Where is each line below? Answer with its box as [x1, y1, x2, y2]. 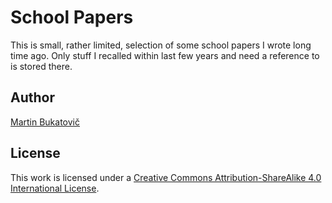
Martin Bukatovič [10, 116, 80, 128]
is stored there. [10, 60, 73, 72]
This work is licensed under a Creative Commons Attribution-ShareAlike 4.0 [10, 171, 322, 183]
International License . [10, 182, 100, 194]
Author [10, 89, 55, 106]
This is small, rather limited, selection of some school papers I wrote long [10, 39, 312, 51]
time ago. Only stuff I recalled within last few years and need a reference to [10, 49, 320, 61]
